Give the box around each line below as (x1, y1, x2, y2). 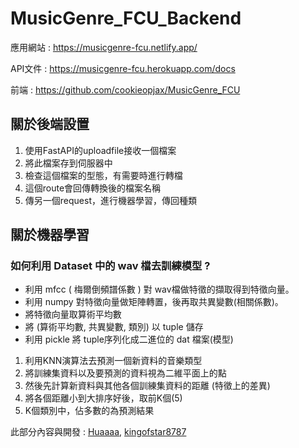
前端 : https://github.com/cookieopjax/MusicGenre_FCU (10, 83, 241, 96)
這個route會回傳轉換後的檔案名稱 (24, 182, 162, 194)
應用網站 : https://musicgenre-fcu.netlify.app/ (10, 41, 198, 53)
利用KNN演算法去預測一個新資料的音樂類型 (24, 355, 203, 367)
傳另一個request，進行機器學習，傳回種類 (24, 194, 197, 206)
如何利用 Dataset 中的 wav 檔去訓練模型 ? (10, 259, 211, 273)
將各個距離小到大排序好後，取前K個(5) (24, 392, 183, 404)
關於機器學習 (10, 227, 90, 244)
